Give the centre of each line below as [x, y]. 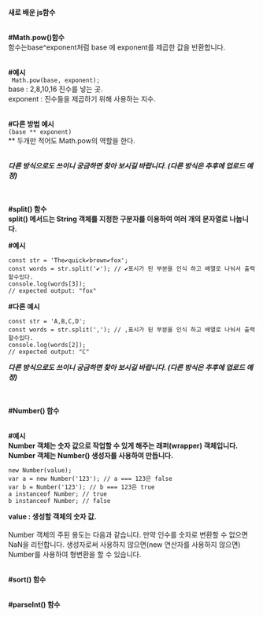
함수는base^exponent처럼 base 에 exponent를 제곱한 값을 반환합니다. [117, 47]
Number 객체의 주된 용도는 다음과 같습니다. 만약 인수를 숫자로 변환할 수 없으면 [128, 535]
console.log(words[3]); [47, 284]
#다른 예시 [24, 307]
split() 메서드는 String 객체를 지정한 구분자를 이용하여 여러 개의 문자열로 [118, 219]
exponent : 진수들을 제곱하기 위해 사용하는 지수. [82, 99]
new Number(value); [40, 471]
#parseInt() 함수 [34, 604]
